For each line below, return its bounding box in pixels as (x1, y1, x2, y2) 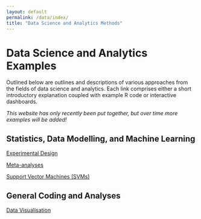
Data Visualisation (6, 206, 51, 214)
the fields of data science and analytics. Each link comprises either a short (6, 85, 191, 92)
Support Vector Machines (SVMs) (6, 173, 90, 180)
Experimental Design (6, 150, 59, 157)
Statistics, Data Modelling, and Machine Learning (6, 133, 196, 144)
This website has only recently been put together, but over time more (6, 110, 178, 117)
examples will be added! (6, 116, 67, 124)
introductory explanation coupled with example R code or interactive (6, 92, 177, 99)
